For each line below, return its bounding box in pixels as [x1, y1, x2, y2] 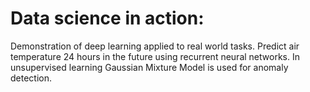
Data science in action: [10, 7, 205, 30]
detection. [10, 72, 53, 84]
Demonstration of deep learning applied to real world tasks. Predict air [10, 40, 300, 52]
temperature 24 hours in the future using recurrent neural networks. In [10, 50, 300, 62]
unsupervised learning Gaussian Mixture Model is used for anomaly [10, 61, 289, 73]
